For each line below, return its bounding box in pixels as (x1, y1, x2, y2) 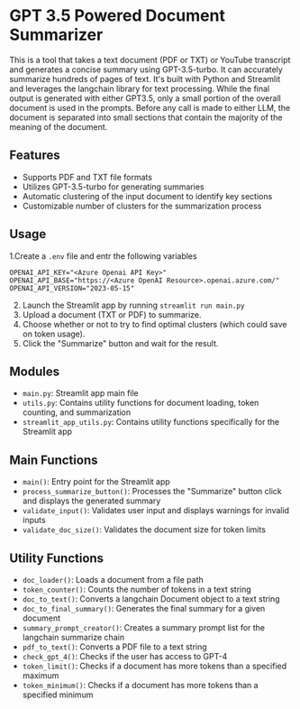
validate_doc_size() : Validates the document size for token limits (22, 524, 266, 535)
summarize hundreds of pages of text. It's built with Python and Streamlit (9, 73, 281, 84)
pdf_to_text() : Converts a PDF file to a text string (22, 641, 207, 652)
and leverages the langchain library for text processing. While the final (9, 83, 270, 94)
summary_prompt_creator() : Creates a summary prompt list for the (22, 622, 266, 632)
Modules (9, 364, 60, 379)
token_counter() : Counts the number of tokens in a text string (22, 584, 252, 594)
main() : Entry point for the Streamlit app (22, 476, 171, 487)
